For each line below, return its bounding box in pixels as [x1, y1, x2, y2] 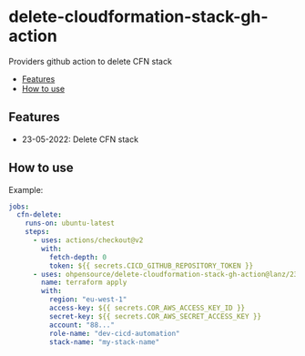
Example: [8, 184, 44, 195]
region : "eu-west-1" [48, 295, 127, 304]
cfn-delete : [16, 210, 63, 219]
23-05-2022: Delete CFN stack [21, 134, 138, 145]
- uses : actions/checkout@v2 [32, 236, 144, 245]
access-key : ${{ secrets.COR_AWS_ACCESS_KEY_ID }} [48, 303, 246, 313]
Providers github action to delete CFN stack [8, 56, 172, 66]
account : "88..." [48, 320, 116, 330]
